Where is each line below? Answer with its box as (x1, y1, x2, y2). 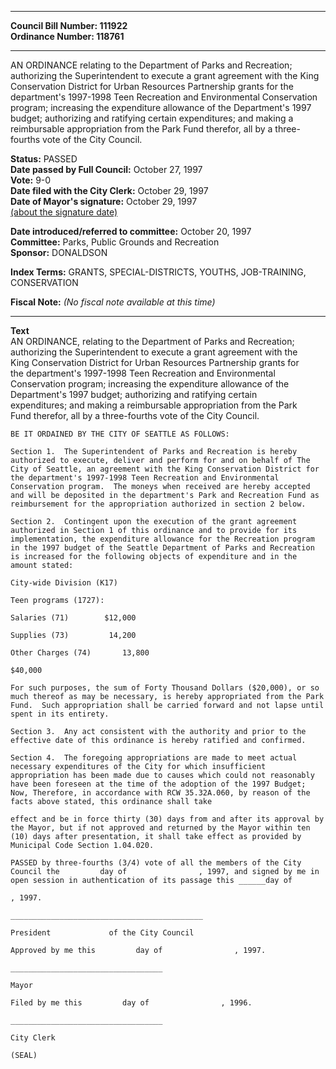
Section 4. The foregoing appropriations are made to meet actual (10, 753, 298, 763)
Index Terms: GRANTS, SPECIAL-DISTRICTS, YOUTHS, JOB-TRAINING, (10, 266, 307, 278)
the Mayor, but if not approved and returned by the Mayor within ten (10, 823, 311, 833)
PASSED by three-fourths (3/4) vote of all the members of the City (10, 858, 302, 868)
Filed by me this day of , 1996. (10, 998, 253, 1008)
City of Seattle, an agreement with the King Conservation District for (10, 464, 320, 474)
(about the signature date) (10, 206, 118, 218)
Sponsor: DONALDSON (10, 247, 108, 258)
